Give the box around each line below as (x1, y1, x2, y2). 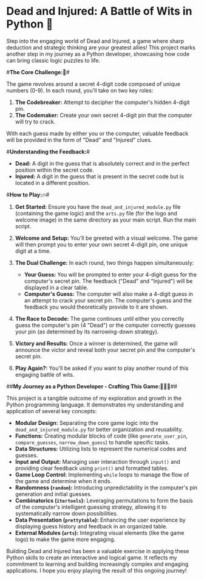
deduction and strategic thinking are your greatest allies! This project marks (6, 44, 195, 51)
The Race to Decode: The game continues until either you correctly (15, 315, 185, 322)
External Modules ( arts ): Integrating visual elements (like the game (15, 529, 185, 536)
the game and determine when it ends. (15, 477, 112, 484)
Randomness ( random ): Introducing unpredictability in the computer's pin (15, 484, 198, 491)
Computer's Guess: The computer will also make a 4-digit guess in (24, 290, 193, 298)
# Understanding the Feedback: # (6, 148, 90, 155)
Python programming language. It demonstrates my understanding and (6, 400, 184, 408)
